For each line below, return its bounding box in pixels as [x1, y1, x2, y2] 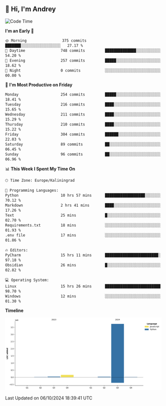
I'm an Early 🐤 [5, 28, 34, 34]
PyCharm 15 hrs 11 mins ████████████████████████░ [5, 253, 161, 258]
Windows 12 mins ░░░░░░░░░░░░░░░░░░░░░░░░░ [5, 293, 161, 299]
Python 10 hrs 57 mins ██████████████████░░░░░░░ [5, 193, 161, 198]
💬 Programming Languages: [5, 188, 58, 193]
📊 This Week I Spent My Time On [5, 165, 75, 172]
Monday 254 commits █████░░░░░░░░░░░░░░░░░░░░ [5, 92, 161, 97]
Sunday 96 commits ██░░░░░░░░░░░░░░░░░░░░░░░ [5, 151, 161, 157]
